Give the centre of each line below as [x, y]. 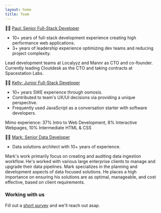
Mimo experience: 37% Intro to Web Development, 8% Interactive [71, 122]
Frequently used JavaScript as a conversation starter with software [80, 108]
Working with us [25, 195]
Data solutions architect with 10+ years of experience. [66, 146]
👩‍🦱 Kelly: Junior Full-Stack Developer [43, 83]
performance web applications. [43, 43]
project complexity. [31, 53]
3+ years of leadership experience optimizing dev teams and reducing [83, 48]
